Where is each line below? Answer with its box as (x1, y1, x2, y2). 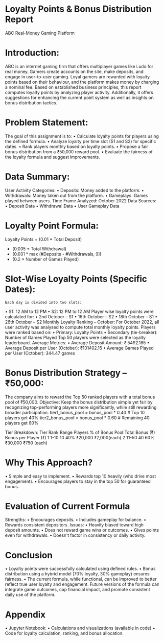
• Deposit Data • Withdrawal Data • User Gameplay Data (5, 203, 119, 209)
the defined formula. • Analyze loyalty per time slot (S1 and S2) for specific (5, 138, 156, 144)
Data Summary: (5, 171, 70, 182)
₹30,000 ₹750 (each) (5, 440, 47, 446)
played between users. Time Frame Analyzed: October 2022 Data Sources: (5, 197, 157, 204)
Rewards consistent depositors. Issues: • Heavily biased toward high (5, 522, 144, 528)
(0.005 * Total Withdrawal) (12, 246, 67, 252)
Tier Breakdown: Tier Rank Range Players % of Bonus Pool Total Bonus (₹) (5, 429, 155, 435)
